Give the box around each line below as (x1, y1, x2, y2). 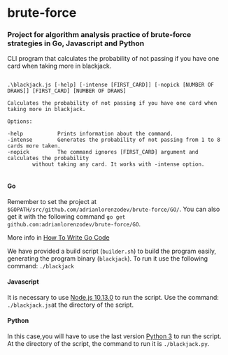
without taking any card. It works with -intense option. (32, 161, 205, 168)
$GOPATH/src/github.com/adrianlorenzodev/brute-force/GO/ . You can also (7, 205, 220, 213)
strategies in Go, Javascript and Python (7, 38, 145, 48)
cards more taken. (7, 143, 61, 150)
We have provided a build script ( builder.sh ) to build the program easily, (7, 247, 217, 255)
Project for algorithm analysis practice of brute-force (7, 30, 192, 40)
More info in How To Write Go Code (7, 233, 110, 242)
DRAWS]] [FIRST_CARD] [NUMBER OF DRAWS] (7, 87, 127, 95)
